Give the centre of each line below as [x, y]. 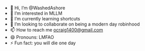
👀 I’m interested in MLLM [36, 13]
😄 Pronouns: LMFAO [32, 37]
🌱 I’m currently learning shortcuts [45, 19]
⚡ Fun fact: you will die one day [43, 43]
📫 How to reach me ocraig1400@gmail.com [56, 30]
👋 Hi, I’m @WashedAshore [37, 8]
